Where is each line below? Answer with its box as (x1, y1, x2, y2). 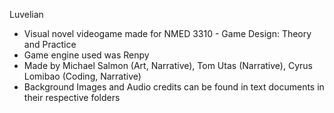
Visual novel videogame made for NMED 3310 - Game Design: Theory (23, 28, 312, 39)
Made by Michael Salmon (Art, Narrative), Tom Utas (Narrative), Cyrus (23, 60, 313, 71)
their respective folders (23, 92, 121, 103)
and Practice (23, 39, 77, 50)
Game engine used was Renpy (23, 49, 150, 61)
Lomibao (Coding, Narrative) (23, 70, 142, 82)
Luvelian (9, 9, 44, 20)
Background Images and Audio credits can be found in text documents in (23, 81, 325, 93)
